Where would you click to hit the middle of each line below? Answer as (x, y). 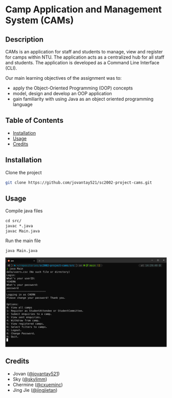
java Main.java (21, 251)
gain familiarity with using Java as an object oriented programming (83, 99)
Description (24, 39)
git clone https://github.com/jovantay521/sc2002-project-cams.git (79, 183)
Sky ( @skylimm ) (30, 379)
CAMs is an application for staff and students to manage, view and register (84, 52)
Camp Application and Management (84, 10)
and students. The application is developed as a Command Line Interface (82, 62)
